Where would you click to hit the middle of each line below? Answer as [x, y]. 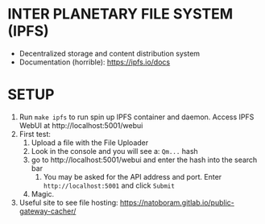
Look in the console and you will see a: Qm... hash [114, 151]
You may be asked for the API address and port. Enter [132, 176]
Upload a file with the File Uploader [90, 143]
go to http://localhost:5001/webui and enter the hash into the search [144, 160]
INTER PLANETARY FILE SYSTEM [120, 14]
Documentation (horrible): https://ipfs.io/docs [95, 62]
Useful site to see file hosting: [68, 202]
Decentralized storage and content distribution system [110, 53]
